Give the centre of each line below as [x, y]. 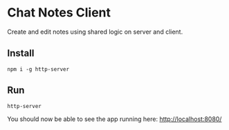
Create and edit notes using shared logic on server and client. [95, 32]
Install [21, 53]
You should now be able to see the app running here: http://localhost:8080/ [114, 119]
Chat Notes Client [59, 13]
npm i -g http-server [38, 69]
